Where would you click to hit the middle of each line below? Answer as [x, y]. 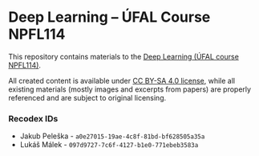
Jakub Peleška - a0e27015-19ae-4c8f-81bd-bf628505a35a [112, 136]
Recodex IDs [33, 118]
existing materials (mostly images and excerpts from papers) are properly [129, 89]
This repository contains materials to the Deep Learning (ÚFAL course [123, 56]
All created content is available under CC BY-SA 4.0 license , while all [121, 80]
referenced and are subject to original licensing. [87, 97]
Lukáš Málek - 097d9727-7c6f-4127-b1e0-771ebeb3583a [109, 145]
